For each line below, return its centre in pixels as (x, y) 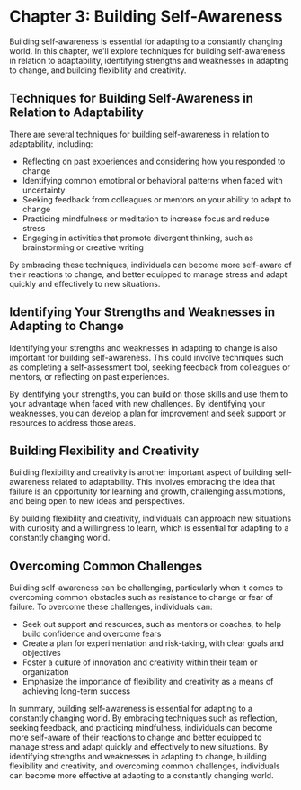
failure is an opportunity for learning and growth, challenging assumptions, (147, 491)
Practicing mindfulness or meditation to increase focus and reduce (146, 219)
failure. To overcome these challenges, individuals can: (111, 607)
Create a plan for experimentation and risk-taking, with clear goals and (153, 643)
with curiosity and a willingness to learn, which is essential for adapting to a (149, 528)
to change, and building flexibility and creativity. (98, 70)
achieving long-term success (76, 691)
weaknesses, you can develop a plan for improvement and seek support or (148, 413)
